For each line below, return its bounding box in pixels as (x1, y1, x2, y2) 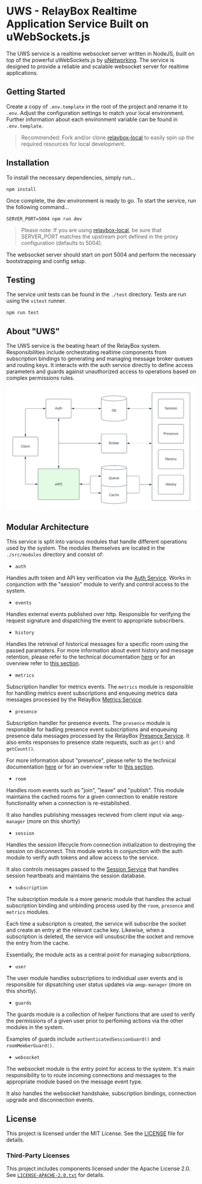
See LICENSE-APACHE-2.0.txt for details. (6, 1171, 105, 1179)
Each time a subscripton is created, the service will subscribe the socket (6, 920, 186, 928)
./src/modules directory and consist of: (6, 551, 104, 558)
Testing (6, 275, 36, 285)
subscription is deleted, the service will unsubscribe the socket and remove (6, 933, 194, 940)
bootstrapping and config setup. (6, 257, 86, 264)
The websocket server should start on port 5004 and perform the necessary (6, 251, 197, 258)
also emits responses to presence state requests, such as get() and (6, 739, 175, 746)
